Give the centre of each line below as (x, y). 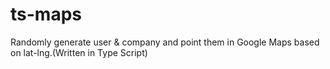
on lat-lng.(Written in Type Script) (79, 52)
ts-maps (46, 14)
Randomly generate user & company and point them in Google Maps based (165, 42)
